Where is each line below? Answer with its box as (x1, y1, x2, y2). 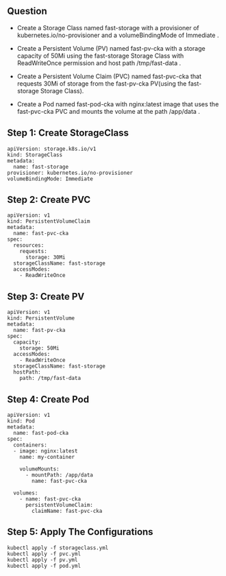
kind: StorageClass (7, 151, 63, 158)
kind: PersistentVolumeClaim (7, 218, 90, 225)
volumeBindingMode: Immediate (7, 175, 94, 182)
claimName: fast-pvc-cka (32, 507, 103, 515)
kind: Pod (7, 418, 36, 424)
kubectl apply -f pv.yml (7, 556, 78, 563)
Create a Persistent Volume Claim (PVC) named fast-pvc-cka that (16, 72, 202, 80)
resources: (13, 242, 45, 249)
